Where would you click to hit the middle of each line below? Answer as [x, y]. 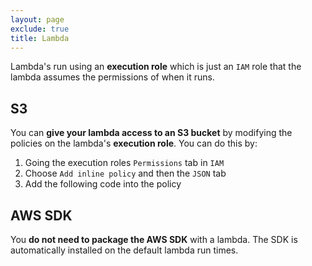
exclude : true [40, 29]
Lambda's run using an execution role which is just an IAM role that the [156, 67]
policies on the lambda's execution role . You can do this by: [134, 143]
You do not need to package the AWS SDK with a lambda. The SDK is [154, 239]
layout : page [37, 19]
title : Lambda [40, 38]
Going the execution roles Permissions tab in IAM [124, 163]
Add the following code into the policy [103, 184]
